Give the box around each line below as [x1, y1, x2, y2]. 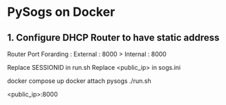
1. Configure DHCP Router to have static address [7, 32, 220, 44]
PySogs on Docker [7, 4, 115, 20]
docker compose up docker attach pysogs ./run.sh [7, 77, 151, 85]
